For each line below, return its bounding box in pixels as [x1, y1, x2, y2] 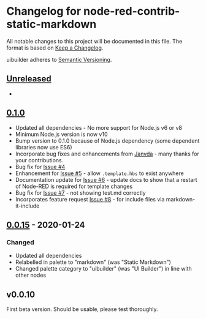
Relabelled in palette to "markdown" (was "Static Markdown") [15, 258, 172, 266]
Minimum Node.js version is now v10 [15, 130, 108, 138]
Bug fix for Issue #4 [15, 163, 66, 170]
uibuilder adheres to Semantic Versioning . [6, 56, 112, 63]
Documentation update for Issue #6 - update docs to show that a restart [15, 176, 197, 183]
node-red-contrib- [83, 4, 180, 18]
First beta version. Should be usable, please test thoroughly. [6, 306, 158, 313]
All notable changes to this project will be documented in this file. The [6, 37, 183, 45]
